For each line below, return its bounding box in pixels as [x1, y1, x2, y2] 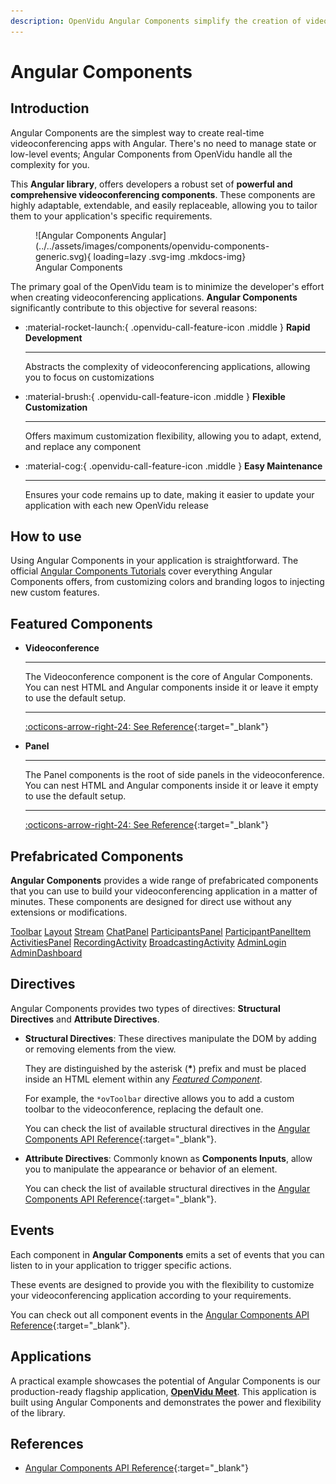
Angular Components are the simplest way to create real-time [10, 126, 265, 139]
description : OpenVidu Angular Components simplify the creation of [10, 16, 302, 26]
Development [24, 331, 83, 344]
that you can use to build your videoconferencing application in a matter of [10, 885, 318, 897]
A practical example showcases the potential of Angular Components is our [10, 1375, 321, 1387]
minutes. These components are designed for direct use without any [10, 896, 292, 908]
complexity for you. [10, 158, 90, 170]
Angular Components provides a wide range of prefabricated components [10, 875, 319, 887]
